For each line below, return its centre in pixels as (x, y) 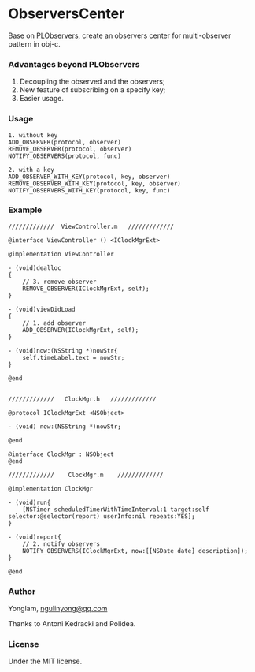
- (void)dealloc (35, 268)
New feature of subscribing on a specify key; (92, 90)
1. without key (33, 135)
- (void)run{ (30, 502)
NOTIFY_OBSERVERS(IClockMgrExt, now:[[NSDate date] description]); (135, 551)
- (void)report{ (35, 537)
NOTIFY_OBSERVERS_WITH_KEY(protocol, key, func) (89, 190)
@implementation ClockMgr (50, 489)
